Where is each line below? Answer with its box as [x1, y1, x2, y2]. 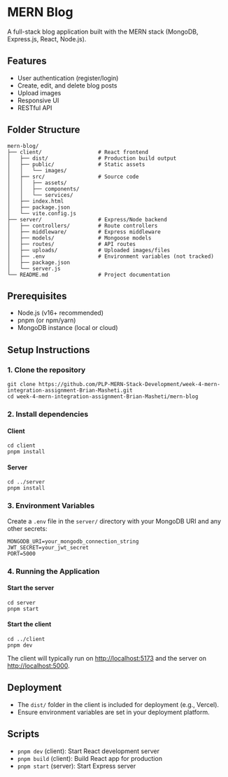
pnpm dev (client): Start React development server [17, 747, 159, 755]
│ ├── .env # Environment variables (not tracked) [7, 253, 215, 260]
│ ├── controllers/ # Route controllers [7, 222, 158, 229]
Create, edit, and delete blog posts [17, 81, 117, 90]
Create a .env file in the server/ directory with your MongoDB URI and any [7, 516, 222, 525]
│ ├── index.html [7, 198, 64, 205]
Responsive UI [17, 96, 59, 104]
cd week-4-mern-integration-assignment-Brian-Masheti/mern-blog [7, 393, 199, 400]
